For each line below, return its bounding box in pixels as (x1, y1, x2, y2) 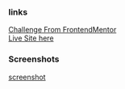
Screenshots (8, 53, 60, 65)
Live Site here (8, 33, 54, 43)
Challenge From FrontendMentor (8, 25, 117, 35)
